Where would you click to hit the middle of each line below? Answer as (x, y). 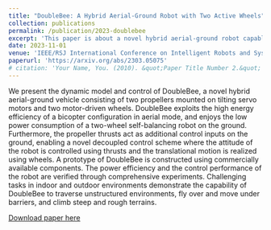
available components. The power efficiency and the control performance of (135, 168)
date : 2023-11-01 (38, 46)
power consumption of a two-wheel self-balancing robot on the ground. (128, 125)
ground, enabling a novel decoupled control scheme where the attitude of (131, 142)
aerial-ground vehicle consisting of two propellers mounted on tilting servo (133, 99)
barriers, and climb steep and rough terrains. (83, 202)
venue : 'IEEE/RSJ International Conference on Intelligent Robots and (129, 53)
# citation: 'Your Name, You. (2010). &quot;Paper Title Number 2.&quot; (135, 68)
